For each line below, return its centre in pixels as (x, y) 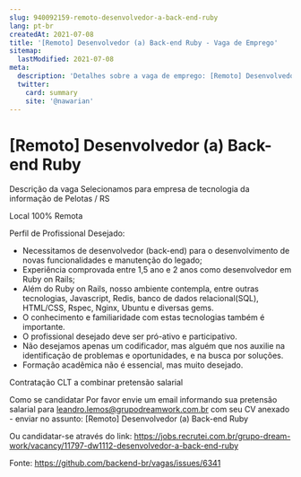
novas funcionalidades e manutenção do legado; (112, 260)
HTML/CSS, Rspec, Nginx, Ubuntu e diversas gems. (118, 308)
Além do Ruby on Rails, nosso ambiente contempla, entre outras (141, 289)
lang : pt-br (31, 26)
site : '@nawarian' (60, 101)
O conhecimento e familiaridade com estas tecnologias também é (143, 317)
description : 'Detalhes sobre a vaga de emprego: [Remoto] (130, 76)
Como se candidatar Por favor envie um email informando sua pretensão (143, 400)
